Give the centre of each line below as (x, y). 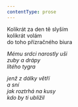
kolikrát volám (24, 35)
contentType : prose (32, 12)
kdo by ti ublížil (26, 97)
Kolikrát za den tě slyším (38, 29)
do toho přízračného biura (40, 42)
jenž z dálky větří (29, 78)
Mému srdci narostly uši (37, 53)
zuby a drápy (24, 60)
